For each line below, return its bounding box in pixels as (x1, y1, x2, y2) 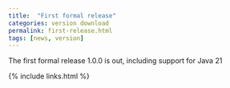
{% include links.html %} (8, 71, 90, 81)
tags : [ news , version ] (8, 34, 84, 42)
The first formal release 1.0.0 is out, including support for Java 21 (8, 56, 223, 66)
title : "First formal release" (8, 11, 116, 20)
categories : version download (8, 19, 110, 27)
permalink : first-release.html (8, 26, 113, 34)
